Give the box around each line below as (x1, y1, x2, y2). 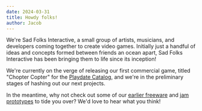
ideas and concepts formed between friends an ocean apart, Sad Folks (6, 49, 183, 56)
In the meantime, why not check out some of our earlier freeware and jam (6, 91, 189, 99)
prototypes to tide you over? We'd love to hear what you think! (6, 98, 161, 105)
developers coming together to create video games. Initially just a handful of (6, 43, 196, 50)
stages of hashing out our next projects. (6, 80, 106, 87)
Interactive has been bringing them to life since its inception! (6, 55, 157, 63)
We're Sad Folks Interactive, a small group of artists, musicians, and (6, 37, 175, 44)
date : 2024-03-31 (6, 8, 50, 15)
